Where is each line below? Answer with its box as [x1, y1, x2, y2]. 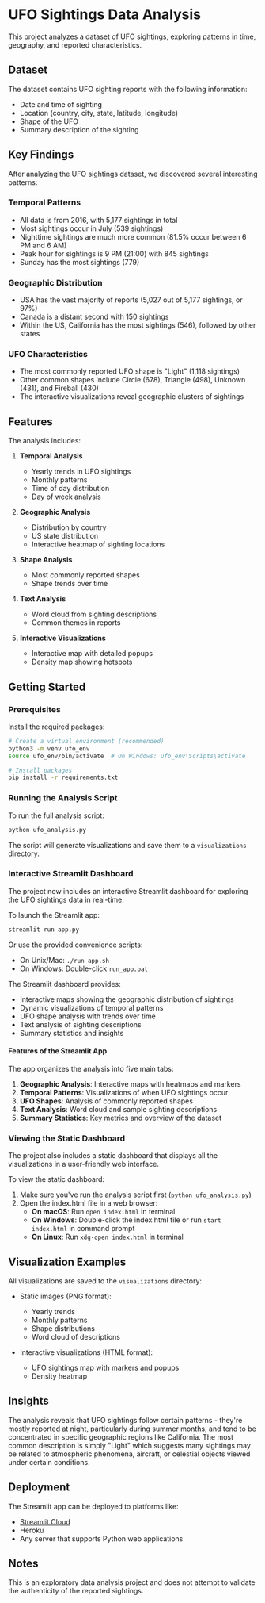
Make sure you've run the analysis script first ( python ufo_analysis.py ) [19, 1190, 252, 1199]
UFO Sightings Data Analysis [8, 6, 202, 24]
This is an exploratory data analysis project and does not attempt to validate [8, 1578, 256, 1587]
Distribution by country [31, 523, 107, 532]
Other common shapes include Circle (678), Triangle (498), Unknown [19, 375, 246, 385]
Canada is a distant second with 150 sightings [19, 312, 169, 322]
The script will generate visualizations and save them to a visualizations [8, 840, 247, 849]
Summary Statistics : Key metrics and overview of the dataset [19, 1113, 222, 1122]
